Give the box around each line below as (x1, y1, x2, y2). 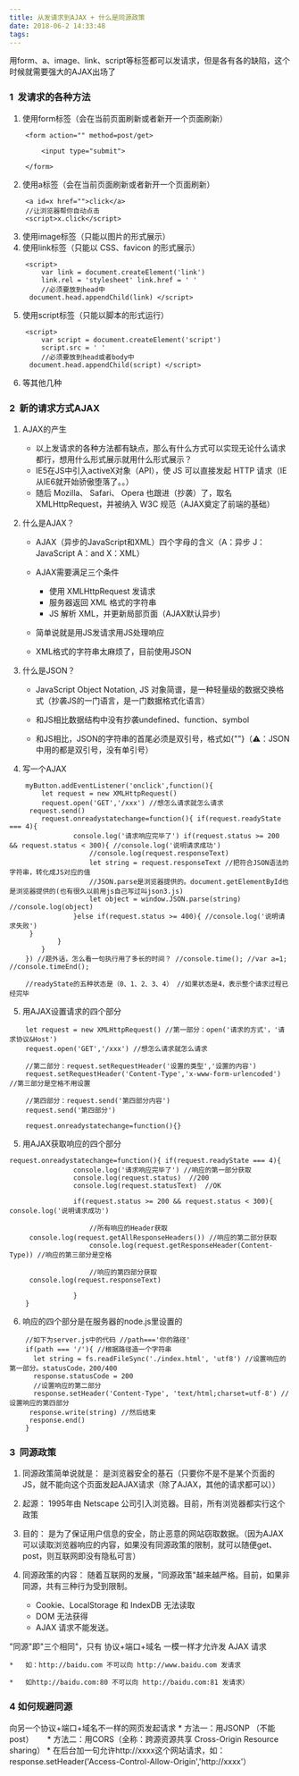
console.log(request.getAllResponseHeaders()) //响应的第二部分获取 (29, 1233, 278, 1242)
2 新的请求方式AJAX (9, 401, 100, 414)
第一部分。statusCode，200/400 (9, 1364, 118, 1373)
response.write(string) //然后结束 (29, 1408, 156, 1417)
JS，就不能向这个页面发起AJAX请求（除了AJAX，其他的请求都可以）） (21, 1479, 280, 1490)
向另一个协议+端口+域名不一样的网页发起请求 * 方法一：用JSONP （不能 (9, 1722, 276, 1733)
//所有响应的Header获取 (88, 1224, 168, 1233)
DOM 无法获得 (35, 1611, 88, 1622)
